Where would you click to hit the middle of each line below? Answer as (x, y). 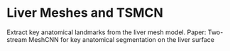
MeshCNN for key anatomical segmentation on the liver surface (121, 39)
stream (17, 39)
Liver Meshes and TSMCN (85, 13)
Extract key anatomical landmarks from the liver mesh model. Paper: (106, 32)
